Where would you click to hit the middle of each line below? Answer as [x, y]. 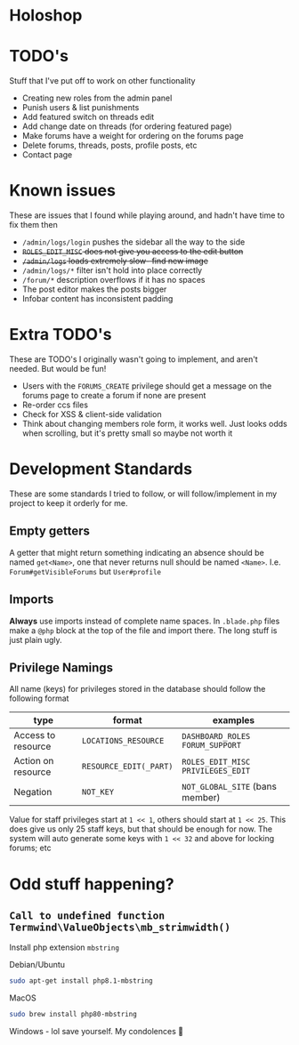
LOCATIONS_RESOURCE [123, 741]
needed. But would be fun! [58, 369]
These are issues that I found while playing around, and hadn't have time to [147, 215]
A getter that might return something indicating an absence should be [137, 552]
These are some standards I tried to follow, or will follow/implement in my [143, 494]
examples [234, 720]
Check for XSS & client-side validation [92, 414]
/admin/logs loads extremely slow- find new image [115, 261]
